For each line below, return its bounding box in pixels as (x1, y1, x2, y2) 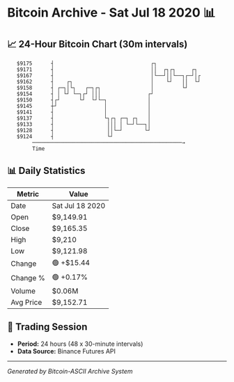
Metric (17, 189, 40, 198)
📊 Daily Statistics (7, 165, 86, 177)
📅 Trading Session (7, 321, 88, 333)
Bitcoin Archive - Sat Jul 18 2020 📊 (7, 5, 216, 21)
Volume (10, 286, 36, 296)
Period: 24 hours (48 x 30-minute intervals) (17, 340, 143, 348)
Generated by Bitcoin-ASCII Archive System (7, 367, 133, 375)
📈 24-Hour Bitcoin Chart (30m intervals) (7, 38, 188, 50)
